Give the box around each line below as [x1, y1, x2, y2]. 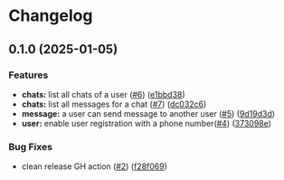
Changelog [8, 5, 93, 26]
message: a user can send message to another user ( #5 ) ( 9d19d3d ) [21, 108, 276, 118]
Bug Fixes [8, 140, 53, 153]
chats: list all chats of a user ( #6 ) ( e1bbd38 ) [21, 89, 186, 99]
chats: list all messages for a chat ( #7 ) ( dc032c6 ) [21, 99, 207, 109]
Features [8, 69, 49, 81]
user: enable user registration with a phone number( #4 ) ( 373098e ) [21, 118, 272, 128]
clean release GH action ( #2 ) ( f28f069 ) [21, 161, 168, 172]
